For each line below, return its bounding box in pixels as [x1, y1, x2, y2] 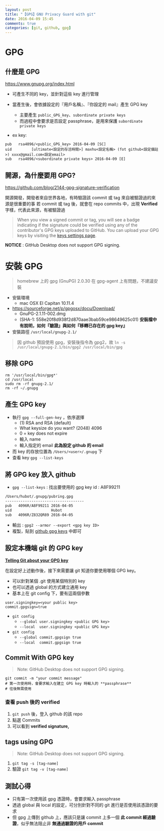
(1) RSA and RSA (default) [19, 419, 71, 426]
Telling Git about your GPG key [5, 557, 69, 563]
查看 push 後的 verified [5, 699, 60, 705]
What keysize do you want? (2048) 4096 [19, 425, 102, 431]
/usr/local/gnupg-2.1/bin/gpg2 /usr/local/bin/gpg [17, 345, 123, 350]
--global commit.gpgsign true [19, 635, 82, 640]
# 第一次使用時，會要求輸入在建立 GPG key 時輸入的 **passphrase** [5, 681, 132, 686]
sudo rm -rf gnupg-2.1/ [5, 381, 54, 386]
